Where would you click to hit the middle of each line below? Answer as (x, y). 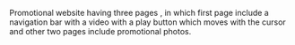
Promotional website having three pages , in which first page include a (139, 13)
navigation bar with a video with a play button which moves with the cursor (148, 22)
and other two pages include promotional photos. (100, 31)
